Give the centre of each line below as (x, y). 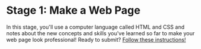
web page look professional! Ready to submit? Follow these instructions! (96, 39)
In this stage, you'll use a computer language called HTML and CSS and (96, 27)
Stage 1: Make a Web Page (73, 10)
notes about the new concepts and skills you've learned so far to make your (101, 33)
